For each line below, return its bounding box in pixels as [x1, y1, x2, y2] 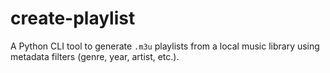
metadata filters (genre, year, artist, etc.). [10, 50, 180, 62]
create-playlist [10, 7, 136, 30]
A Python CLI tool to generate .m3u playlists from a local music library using [10, 40, 320, 52]
